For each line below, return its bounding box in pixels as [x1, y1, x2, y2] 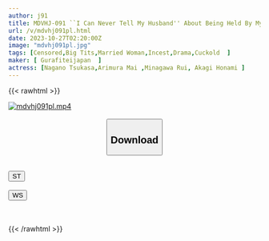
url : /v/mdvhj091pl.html [8, 26, 91, 34]
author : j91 [8, 11, 48, 20]
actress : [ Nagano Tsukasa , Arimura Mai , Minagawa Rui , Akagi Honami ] [8, 64, 246, 72]
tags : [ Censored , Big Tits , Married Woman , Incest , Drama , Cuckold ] [8, 49, 231, 57]
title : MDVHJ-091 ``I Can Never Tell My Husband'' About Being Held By [8, 19, 252, 27]
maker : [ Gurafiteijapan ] [8, 57, 102, 65]
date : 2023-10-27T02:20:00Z [8, 34, 102, 42]
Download [110, 134, 159, 146]
